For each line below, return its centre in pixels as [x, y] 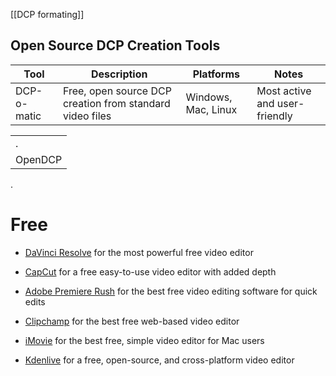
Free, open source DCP [117, 91]
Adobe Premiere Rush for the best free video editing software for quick [171, 291]
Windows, [209, 97]
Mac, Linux [211, 109]
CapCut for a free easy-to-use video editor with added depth [150, 271]
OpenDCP [39, 159]
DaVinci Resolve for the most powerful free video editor [139, 252]
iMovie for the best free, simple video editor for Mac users [144, 340]
